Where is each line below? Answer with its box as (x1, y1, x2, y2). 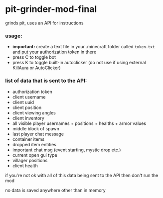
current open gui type (12, 152, 57, 158)
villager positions (12, 157, 48, 163)
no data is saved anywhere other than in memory (5, 187, 106, 193)
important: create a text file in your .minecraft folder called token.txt (12, 44, 155, 50)
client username (12, 94, 46, 100)
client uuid (12, 99, 34, 105)
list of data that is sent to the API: (5, 77, 87, 84)
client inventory (12, 115, 45, 121)
